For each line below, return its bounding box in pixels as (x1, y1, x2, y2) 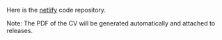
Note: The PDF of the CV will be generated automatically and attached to (6, 19, 216, 27)
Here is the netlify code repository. (6, 6, 106, 14)
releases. (6, 27, 33, 34)
